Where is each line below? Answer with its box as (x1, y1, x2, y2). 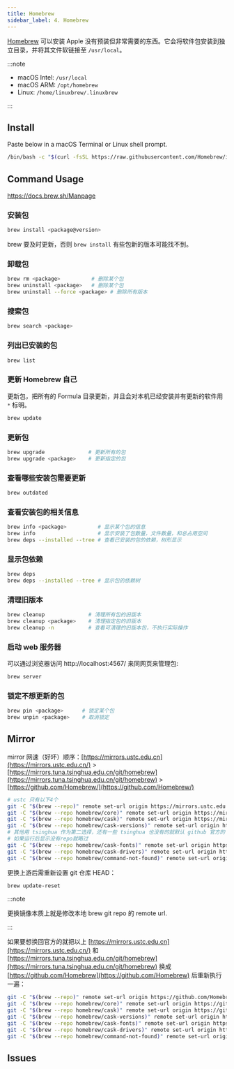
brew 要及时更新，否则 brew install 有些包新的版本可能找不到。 (7, 240, 193, 249)
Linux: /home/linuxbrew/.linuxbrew (17, 88, 118, 96)
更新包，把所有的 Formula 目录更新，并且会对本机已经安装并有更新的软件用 (7, 392, 224, 400)
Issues (7, 1052, 37, 1064)
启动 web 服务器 (7, 642, 61, 652)
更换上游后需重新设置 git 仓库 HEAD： (7, 868, 116, 877)
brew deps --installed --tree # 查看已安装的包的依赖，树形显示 (7, 536, 182, 544)
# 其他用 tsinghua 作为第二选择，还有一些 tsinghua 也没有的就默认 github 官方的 (7, 829, 226, 836)
